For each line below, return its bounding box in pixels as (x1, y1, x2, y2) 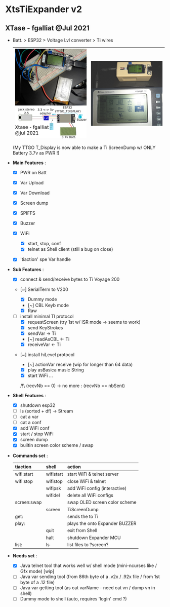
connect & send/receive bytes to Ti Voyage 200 (20, 276, 120, 282)
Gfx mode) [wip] (20, 568, 55, 575)
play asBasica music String (27, 366, 84, 373)
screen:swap (15, 499, 42, 505)
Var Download (20, 189, 50, 196)
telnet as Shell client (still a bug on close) (27, 246, 113, 252)
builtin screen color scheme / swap (20, 442, 94, 448)
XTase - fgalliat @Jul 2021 (5, 24, 90, 32)
